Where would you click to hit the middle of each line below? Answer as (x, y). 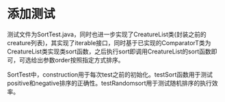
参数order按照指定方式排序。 (83, 60)
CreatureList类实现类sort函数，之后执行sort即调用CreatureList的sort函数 (109, 51)
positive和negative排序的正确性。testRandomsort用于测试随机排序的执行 (109, 83)
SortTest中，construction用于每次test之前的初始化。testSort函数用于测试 (110, 74)
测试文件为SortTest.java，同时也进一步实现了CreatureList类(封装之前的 (107, 34)
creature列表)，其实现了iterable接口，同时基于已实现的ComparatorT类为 (109, 42)
